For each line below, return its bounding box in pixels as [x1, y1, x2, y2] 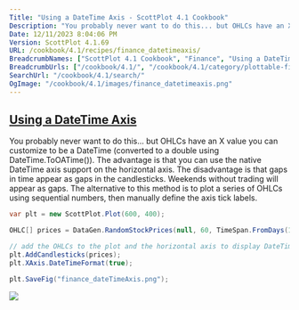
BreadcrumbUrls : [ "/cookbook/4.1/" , [9, 63, 145, 72]
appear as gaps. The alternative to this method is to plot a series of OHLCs [9, 184, 283, 194]
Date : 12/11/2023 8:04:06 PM [9, 29, 117, 38]
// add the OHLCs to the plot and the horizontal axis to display [9, 242, 261, 251]
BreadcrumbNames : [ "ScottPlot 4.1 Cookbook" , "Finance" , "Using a [9, 54, 261, 63]
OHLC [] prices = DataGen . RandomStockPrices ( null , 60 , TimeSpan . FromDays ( [9, 226, 289, 235]
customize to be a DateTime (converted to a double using [9, 145, 220, 156]
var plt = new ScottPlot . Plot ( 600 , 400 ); [9, 210, 166, 219]
